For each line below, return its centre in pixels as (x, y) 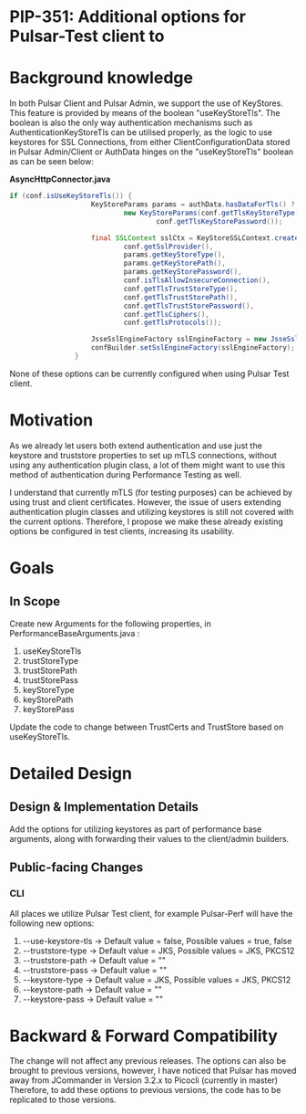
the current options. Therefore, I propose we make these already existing (147, 521)
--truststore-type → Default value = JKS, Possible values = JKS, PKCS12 (158, 951)
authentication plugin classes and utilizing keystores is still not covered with (152, 511)
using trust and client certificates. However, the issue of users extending (146, 502)
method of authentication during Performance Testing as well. (126, 474)
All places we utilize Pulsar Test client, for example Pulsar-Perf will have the (151, 913)
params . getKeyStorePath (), (174, 263)
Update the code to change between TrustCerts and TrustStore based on (147, 727)
